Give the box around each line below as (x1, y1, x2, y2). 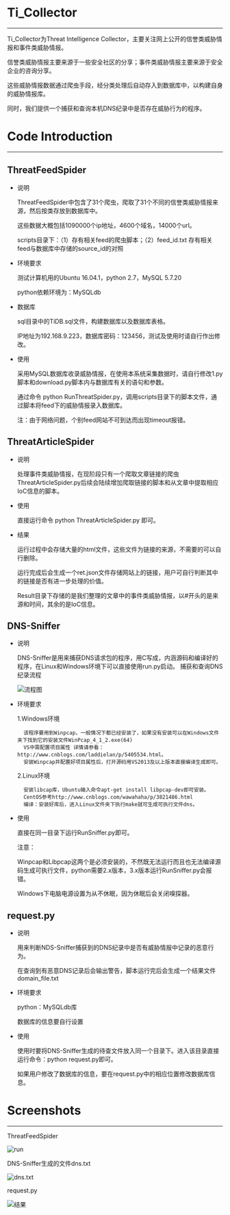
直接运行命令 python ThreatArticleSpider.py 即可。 (16, 516, 159, 524)
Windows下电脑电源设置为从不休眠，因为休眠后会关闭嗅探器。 (16, 889, 194, 898)
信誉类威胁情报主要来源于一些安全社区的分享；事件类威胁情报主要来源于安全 (7, 58, 223, 66)
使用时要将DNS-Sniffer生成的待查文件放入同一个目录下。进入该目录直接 (16, 1047, 220, 1055)
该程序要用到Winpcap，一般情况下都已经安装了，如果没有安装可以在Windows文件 (23, 730, 220, 736)
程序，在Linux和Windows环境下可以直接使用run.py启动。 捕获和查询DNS (16, 662, 223, 671)
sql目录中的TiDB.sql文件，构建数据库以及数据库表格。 (16, 317, 170, 325)
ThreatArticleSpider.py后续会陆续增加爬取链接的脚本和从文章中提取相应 (16, 478, 219, 486)
